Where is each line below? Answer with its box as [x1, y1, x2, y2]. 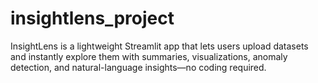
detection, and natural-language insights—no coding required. [10, 61, 267, 73]
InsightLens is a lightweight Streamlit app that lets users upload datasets [10, 40, 309, 52]
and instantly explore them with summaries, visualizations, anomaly [10, 50, 288, 62]
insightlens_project [10, 7, 175, 30]
